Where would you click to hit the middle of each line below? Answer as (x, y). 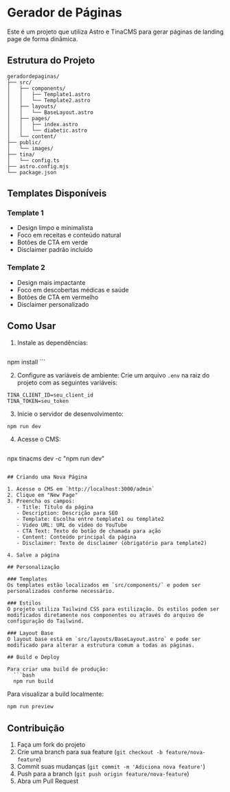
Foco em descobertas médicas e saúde (73, 290)
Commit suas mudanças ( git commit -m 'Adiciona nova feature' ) (111, 767)
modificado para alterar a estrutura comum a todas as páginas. (101, 645)
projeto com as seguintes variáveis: (67, 382)
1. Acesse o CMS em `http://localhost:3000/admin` (81, 489)
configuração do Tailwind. (46, 621)
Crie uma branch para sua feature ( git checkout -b (90, 752)
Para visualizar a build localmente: (56, 694)
